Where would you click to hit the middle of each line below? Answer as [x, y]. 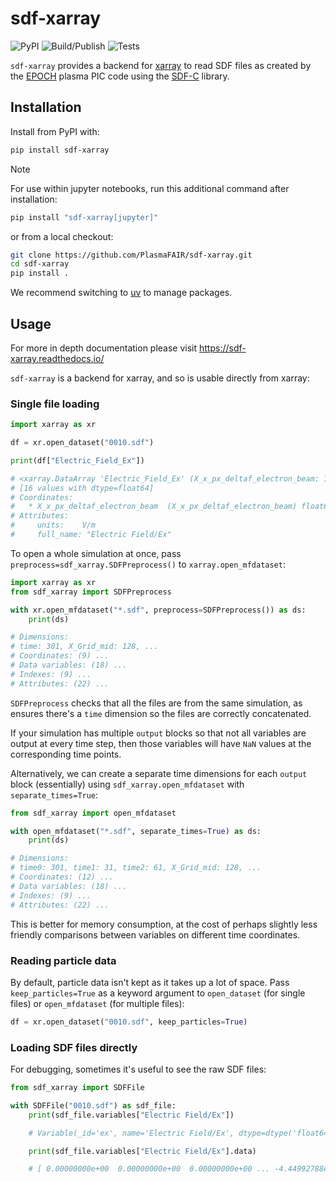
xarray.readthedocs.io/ [57, 358]
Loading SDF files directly [74, 1047]
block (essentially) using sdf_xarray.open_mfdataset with [127, 784]
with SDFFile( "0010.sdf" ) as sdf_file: [93, 1105]
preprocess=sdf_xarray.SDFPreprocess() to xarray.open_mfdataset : [148, 564]
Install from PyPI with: [55, 131]
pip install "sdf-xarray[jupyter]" [84, 217]
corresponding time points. [66, 754]
